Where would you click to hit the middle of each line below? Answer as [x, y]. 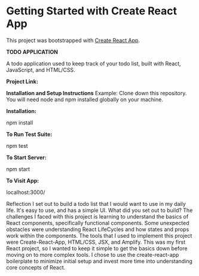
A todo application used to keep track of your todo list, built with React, [94, 63]
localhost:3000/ [26, 192]
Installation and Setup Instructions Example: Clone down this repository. [97, 93]
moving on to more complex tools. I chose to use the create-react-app [93, 254]
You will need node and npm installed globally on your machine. [85, 99]
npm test [17, 145]
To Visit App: [23, 180]
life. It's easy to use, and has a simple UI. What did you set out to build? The [99, 210]
